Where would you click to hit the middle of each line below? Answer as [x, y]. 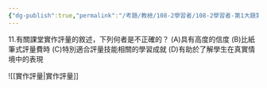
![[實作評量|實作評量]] [44, 75]
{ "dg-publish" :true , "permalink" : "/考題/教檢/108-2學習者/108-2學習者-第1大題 [132, 15]
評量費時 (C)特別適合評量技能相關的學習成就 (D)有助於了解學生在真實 [135, 49]
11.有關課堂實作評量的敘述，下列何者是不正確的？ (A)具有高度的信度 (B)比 [128, 39]
